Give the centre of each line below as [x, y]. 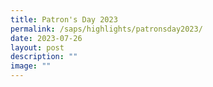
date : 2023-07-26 [46, 38]
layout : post [37, 47]
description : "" [44, 57]
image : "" [31, 66]
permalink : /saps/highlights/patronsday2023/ [106, 29]
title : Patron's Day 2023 [64, 19]
